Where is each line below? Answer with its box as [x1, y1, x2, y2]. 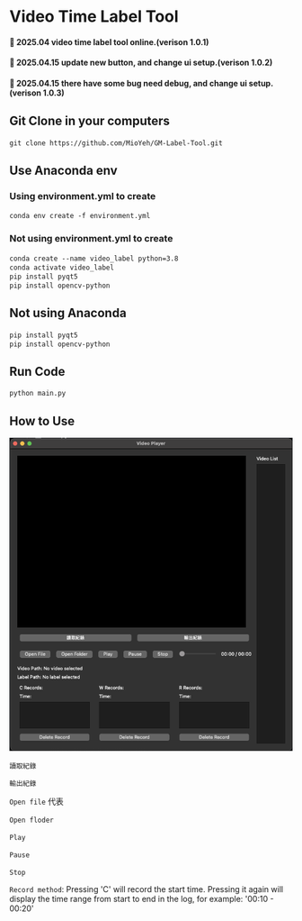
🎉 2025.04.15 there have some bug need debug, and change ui [9, 78, 247, 88]
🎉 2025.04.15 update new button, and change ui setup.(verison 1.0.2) [9, 57, 273, 68]
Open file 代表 [9, 796, 65, 807]
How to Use [9, 413, 75, 429]
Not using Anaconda [9, 305, 128, 321]
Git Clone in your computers [9, 114, 171, 129]
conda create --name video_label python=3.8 [9, 254, 179, 263]
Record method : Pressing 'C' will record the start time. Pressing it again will [9, 884, 284, 895]
